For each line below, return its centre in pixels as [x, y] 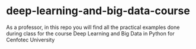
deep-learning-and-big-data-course [98, 11]
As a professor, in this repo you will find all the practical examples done [93, 27]
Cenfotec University [30, 40]
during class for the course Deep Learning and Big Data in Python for [90, 33]
